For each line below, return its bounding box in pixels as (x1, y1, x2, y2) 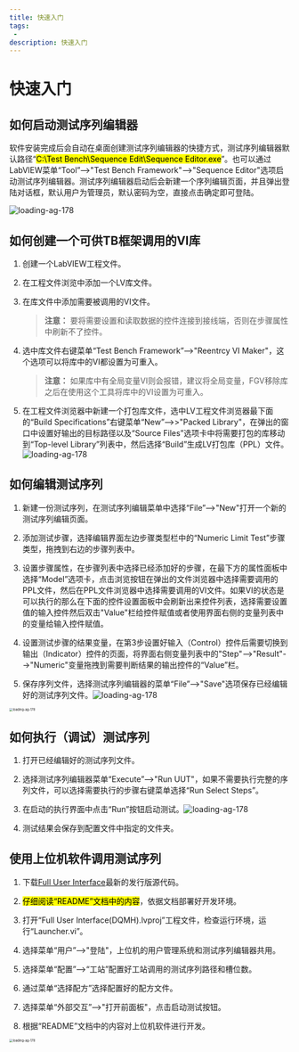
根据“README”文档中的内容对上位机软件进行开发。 (21, 1020, 211, 1031)
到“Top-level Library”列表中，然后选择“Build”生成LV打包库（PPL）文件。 (21, 439, 289, 450)
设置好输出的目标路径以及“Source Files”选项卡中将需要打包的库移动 (37, 428, 286, 439)
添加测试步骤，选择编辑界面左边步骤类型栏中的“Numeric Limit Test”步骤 (21, 532, 286, 543)
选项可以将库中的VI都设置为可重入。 (29, 357, 163, 367)
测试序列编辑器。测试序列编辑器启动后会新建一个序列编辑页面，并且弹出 (16, 176, 282, 187)
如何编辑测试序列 (9, 477, 103, 492)
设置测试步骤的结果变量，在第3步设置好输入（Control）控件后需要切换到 (21, 637, 288, 647)
